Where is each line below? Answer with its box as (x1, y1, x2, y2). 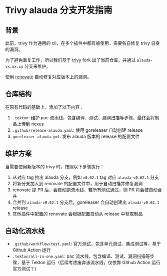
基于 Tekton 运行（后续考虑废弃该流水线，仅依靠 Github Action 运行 (21, 260, 161, 266)
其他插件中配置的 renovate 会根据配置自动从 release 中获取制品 (12, 211, 143, 217)
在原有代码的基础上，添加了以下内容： (5, 104, 84, 110)
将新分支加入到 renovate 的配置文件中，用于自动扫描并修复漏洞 (12, 180, 143, 186)
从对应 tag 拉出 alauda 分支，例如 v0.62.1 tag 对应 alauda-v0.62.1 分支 (12, 174, 159, 180)
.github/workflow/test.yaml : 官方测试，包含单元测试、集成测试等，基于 (12, 241, 161, 247)
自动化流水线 (5, 227, 45, 235)
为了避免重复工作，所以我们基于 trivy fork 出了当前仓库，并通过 (5, 57, 136, 63)
